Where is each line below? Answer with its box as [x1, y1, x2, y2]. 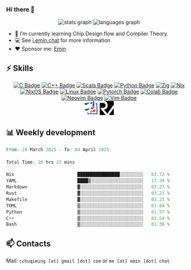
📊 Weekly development [6, 127, 95, 138]
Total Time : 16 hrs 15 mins [6, 159, 75, 165]
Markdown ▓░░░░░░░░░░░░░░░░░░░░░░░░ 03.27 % [6, 184, 170, 190]
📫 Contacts [6, 239, 51, 249]
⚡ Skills [6, 63, 34, 73]
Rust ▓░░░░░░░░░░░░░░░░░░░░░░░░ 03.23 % [6, 190, 170, 197]
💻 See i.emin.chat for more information [14, 37, 111, 44]
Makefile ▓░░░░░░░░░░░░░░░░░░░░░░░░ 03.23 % [6, 196, 170, 203]
